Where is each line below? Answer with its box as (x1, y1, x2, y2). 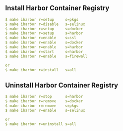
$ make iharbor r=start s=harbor (5, 49, 83, 54)
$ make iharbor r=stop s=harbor (5, 94, 83, 99)
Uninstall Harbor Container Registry (5, 81, 118, 89)
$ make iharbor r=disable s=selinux (5, 22, 85, 27)
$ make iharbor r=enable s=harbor (5, 44, 83, 50)
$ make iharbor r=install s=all (5, 67, 77, 72)
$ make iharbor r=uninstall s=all (5, 121, 77, 127)
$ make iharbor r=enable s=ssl (5, 36, 77, 41)
